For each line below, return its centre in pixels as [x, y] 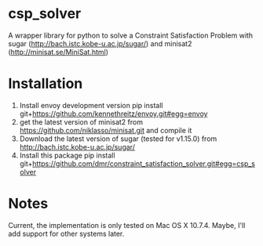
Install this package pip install [67, 155]
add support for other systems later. [66, 233]
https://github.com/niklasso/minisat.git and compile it [106, 130]
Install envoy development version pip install [91, 105]
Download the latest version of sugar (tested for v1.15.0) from [118, 139]
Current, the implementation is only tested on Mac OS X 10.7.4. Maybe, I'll [127, 225]
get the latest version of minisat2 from [81, 121]
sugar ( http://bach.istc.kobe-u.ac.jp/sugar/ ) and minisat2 [100, 43]
